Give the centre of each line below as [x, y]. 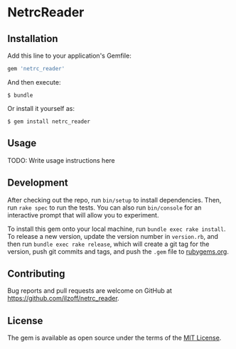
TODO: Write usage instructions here [61, 160]
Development [38, 183]
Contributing [36, 273]
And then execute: [34, 82]
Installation [33, 39]
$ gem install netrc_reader [49, 122]
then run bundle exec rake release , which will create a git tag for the [108, 244]
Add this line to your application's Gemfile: [69, 55]
